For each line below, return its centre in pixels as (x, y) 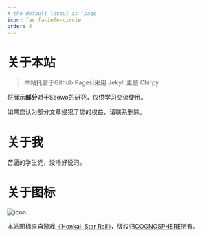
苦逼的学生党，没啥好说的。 (46, 163)
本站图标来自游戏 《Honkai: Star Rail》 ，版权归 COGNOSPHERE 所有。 (103, 227)
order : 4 (20, 26)
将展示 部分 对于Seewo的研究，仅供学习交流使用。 (77, 98)
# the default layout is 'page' (53, 13)
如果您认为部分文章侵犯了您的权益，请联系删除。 (76, 112)
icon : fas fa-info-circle (44, 20)
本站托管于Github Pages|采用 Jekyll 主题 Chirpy (91, 82)
